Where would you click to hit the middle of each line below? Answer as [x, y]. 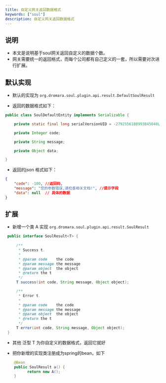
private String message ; [40, 142]
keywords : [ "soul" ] [25, 14]
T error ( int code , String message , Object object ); [70, 328]
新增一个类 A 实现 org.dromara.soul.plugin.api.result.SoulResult [81, 227]
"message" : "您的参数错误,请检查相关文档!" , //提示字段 [66, 188]
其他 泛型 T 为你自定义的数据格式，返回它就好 [59, 342]
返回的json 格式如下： [35, 170]
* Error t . [29, 296]
